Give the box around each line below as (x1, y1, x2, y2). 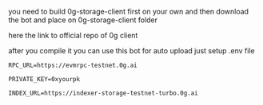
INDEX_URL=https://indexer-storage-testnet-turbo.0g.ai (8, 89, 198, 97)
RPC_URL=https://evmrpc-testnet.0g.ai (8, 61, 137, 69)
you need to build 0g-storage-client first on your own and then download (8, 7, 249, 16)
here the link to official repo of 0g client (8, 31, 138, 40)
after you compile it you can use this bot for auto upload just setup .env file (8, 46, 255, 55)
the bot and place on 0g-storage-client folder (8, 15, 158, 25)
